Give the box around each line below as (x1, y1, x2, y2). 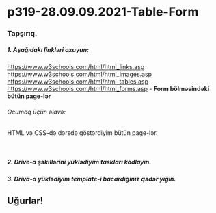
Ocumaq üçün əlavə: (7, 108, 66, 116)
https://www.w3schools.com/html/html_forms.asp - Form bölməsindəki (7, 85, 210, 93)
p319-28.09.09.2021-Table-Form (7, 4, 199, 20)
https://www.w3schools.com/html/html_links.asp (7, 63, 145, 71)
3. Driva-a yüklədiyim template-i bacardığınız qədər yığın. (7, 175, 176, 184)
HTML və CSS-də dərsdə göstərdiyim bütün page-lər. (7, 129, 159, 137)
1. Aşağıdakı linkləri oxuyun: (7, 45, 90, 53)
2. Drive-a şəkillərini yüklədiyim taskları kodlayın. (7, 158, 152, 166)
